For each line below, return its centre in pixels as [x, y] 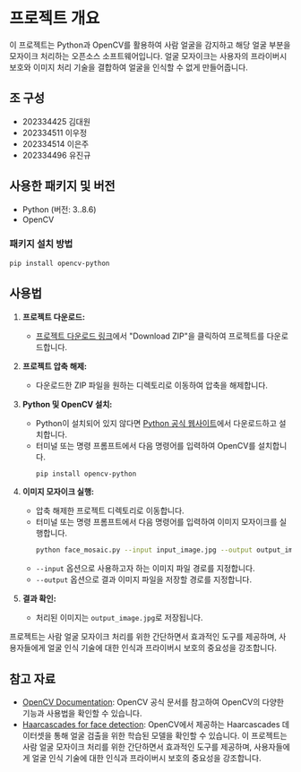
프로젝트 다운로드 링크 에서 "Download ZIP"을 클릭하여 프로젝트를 [150, 336]
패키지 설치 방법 [41, 244]
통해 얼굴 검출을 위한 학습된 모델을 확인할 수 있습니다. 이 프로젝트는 [171, 736]
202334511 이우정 [55, 133]
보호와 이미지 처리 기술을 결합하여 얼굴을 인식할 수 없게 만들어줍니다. [129, 67]
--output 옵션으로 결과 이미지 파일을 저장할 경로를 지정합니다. [144, 579]
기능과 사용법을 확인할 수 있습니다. [82, 714]
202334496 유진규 [56, 155]
